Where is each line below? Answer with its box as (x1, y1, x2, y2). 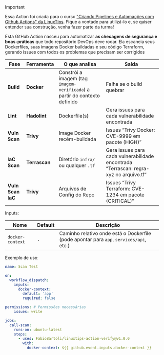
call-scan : (9, 323, 32, 328)
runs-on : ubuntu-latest (14, 327, 62, 332)
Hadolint (26, 113, 47, 119)
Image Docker (58, 130, 91, 136)
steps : (14, 331, 27, 337)
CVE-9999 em (105, 133, 141, 139)
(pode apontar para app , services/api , (59, 236, 147, 243)
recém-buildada (58, 136, 97, 142)
